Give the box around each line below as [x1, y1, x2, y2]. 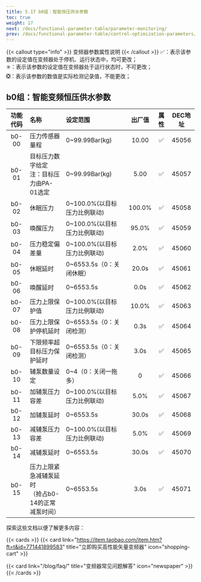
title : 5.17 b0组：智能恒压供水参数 [6, 8, 89, 15]
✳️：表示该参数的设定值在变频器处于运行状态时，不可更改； [6, 64, 153, 71]
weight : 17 [6, 20, 33, 26]
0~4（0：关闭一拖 [65, 367, 118, 376]
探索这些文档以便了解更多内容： [6, 524, 85, 531]
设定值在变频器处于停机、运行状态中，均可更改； [16, 56, 138, 63]
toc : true [6, 14, 31, 20]
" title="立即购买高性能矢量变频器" [62, 543, 147, 550]
